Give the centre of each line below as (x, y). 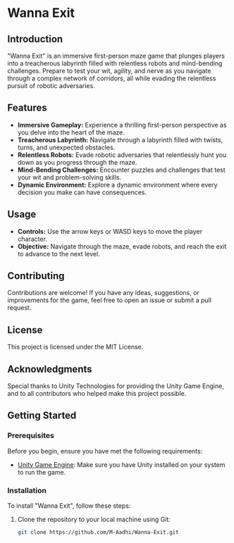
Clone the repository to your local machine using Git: (94, 520)
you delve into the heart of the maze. (71, 132)
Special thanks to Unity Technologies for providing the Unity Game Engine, (116, 386)
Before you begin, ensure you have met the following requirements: (105, 451)
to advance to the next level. (58, 254)
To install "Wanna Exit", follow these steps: (69, 506)
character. (32, 239)
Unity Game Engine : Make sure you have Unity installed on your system (121, 464)
